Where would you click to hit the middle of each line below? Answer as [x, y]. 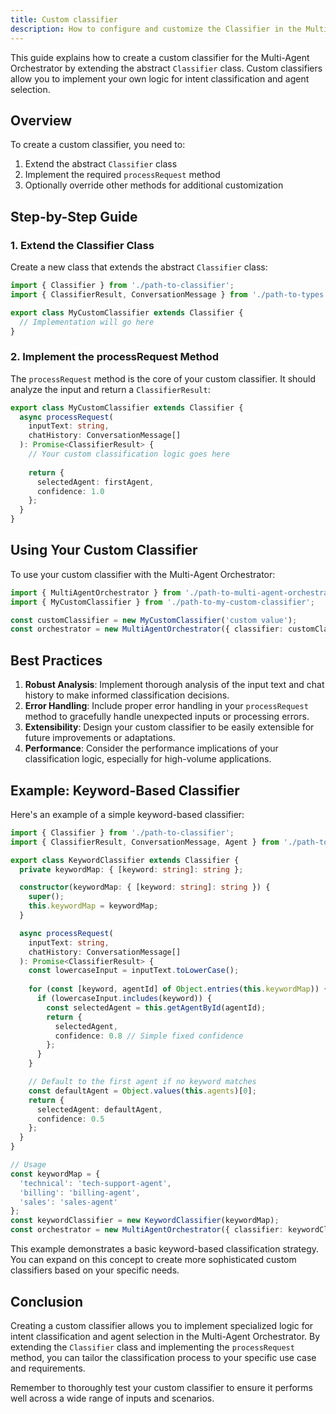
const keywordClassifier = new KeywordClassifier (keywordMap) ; [145, 1221]
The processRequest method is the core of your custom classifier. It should [163, 378]
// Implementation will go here [87, 322]
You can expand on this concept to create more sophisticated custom [153, 1260]
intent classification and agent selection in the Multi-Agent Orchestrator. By [165, 1336]
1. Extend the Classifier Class [82, 245]
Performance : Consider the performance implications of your [151, 748]
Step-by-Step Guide [74, 216]
